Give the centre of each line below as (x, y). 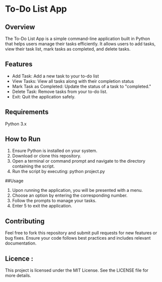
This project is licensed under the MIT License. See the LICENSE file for (77, 270)
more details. (18, 276)
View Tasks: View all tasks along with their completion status (73, 81)
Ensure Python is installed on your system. (55, 151)
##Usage (14, 181)
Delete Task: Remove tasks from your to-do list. (60, 92)
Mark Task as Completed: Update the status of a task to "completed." (81, 86)
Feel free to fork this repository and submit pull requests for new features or (81, 233)
